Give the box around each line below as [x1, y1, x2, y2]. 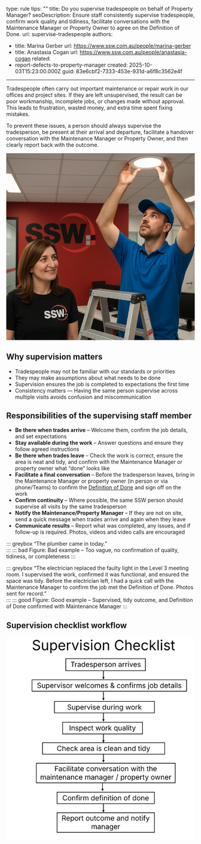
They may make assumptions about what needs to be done [14, 374, 161, 381]
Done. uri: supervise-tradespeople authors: [6, 31, 113, 38]
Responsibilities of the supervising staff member [6, 411, 193, 421]
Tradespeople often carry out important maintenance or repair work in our [6, 85, 189, 92]
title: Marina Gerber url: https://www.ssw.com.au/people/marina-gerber [14, 42, 191, 49]
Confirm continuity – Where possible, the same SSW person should [14, 496, 184, 504]
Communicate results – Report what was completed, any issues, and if [14, 522, 191, 529]
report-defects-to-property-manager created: [14, 61, 128, 68]
